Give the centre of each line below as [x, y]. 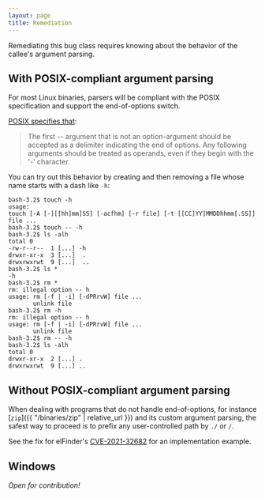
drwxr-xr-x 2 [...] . [45, 359]
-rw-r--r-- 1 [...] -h [47, 249]
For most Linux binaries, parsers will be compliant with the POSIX [114, 98]
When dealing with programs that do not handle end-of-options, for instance [132, 409]
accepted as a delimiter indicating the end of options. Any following [137, 145]
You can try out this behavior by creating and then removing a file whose [126, 177]
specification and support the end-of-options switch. [94, 106]
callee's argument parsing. [51, 54]
